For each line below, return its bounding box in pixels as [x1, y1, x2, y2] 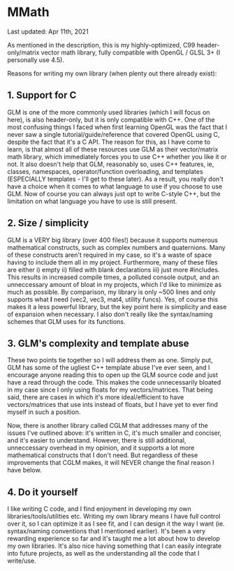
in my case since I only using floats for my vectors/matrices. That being [7, 385, 213, 394]
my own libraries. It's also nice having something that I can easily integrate [7, 542, 222, 550]
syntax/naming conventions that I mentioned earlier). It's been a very [7, 527, 206, 535]
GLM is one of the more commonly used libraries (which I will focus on [7, 107, 210, 116]
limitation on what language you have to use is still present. [7, 197, 177, 205]
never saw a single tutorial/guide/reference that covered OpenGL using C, [7, 130, 220, 138]
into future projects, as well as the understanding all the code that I [7, 549, 200, 558]
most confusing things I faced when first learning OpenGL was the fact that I [7, 123, 228, 131]
